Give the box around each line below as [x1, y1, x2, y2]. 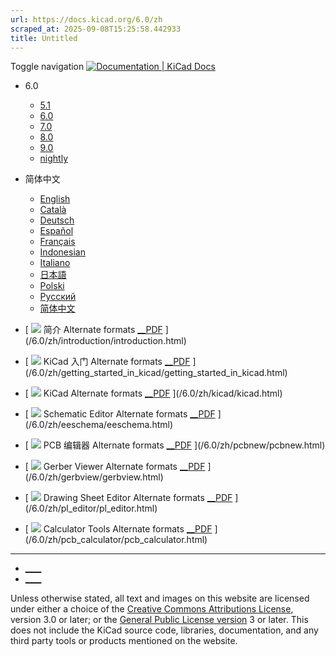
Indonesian [39, 246, 86, 258]
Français [39, 236, 76, 248]
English [39, 193, 71, 205]
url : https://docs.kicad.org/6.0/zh [10, 14, 163, 25]
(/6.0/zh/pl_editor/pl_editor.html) [24, 502, 158, 515]
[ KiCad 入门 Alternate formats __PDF [24, 356, 191, 368]
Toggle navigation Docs [10, 61, 216, 73]
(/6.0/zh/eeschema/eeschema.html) [24, 419, 174, 431]
